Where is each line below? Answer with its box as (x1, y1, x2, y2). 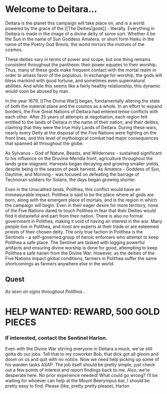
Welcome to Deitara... (5, 3, 97, 15)
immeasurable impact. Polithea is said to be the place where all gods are (5, 191, 154, 197)
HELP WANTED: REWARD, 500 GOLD (5, 306, 161, 317)
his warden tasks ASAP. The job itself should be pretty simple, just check (5, 361, 156, 368)
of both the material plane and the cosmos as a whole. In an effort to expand (5, 103, 162, 109)
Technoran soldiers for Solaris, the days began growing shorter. (5, 176, 136, 182)
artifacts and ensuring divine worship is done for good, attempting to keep (5, 244, 158, 250)
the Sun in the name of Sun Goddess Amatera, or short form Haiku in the (5, 36, 155, 42)
